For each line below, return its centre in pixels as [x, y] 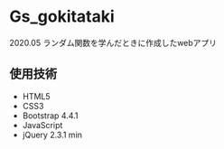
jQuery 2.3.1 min [52, 135]
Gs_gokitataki [62, 17]
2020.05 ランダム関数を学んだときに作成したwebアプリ [113, 42]
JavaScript [42, 125]
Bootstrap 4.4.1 [50, 116]
